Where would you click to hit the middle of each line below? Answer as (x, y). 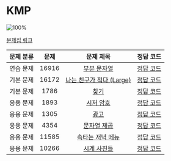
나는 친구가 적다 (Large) (98, 80)
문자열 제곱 (98, 126)
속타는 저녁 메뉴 (98, 137)
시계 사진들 (98, 148)
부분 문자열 (98, 68)
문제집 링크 (20, 40)
